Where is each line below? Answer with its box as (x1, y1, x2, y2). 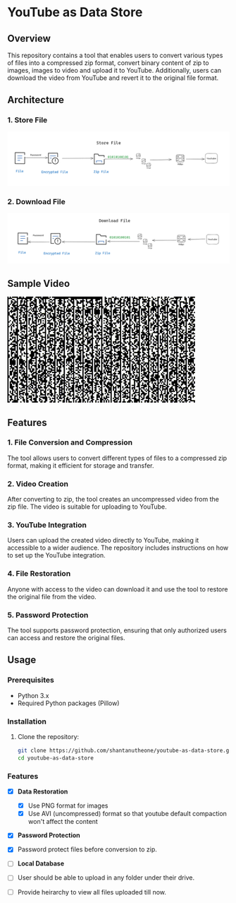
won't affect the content (27, 818, 99, 826)
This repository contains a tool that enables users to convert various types (7, 51, 223, 59)
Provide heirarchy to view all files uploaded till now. (17, 887, 167, 896)
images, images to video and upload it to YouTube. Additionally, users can (7, 66, 222, 74)
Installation (7, 716, 47, 726)
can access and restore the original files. (7, 634, 125, 642)
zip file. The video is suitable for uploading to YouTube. (7, 502, 167, 511)
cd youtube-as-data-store (17, 754, 94, 762)
